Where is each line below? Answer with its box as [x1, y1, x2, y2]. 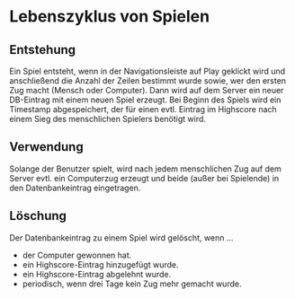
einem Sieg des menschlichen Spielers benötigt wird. [9, 114, 207, 124]
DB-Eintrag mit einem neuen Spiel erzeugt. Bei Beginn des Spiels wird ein [9, 94, 282, 105]
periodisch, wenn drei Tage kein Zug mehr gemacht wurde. [22, 278, 242, 289]
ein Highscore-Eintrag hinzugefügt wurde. [22, 259, 179, 270]
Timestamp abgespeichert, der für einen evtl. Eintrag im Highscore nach [9, 104, 277, 114]
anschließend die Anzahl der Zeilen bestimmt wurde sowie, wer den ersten [9, 75, 286, 86]
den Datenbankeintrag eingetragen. [9, 182, 141, 193]
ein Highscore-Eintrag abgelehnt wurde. [22, 268, 172, 279]
